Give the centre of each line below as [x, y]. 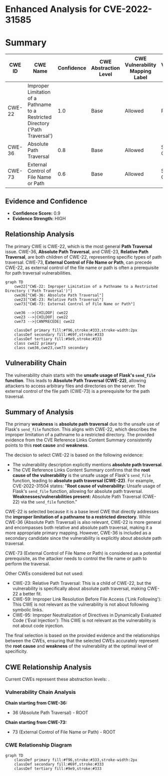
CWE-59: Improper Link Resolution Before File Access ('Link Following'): [87, 599]
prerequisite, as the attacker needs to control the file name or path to [76, 558]
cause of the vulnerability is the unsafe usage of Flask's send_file [81, 475]
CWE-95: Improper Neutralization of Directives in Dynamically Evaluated [87, 615]
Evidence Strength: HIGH [39, 218]
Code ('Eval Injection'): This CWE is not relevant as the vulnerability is [84, 620]
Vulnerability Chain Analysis [40, 692]
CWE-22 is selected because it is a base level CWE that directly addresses [82, 512]
